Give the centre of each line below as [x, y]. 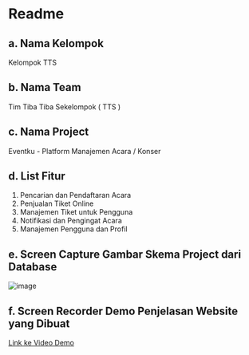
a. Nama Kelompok [56, 43]
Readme [36, 14]
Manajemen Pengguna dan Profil [73, 229]
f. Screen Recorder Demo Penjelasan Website [123, 311]
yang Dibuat [39, 323]
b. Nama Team [45, 87]
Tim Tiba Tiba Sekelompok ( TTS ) [65, 106]
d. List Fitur [37, 176]
